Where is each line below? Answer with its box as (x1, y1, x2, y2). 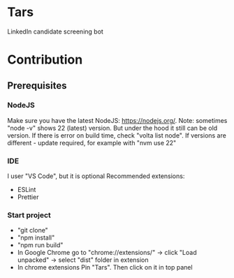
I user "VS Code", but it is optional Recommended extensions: (7, 172, 185, 180)
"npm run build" (17, 241, 64, 249)
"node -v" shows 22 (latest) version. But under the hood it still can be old (7, 124, 218, 132)
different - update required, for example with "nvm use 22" (7, 138, 177, 147)
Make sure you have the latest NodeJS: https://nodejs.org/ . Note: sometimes (7, 116, 228, 124)
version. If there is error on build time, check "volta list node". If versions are (7, 131, 227, 140)
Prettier (17, 193, 39, 201)
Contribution (7, 52, 83, 68)
